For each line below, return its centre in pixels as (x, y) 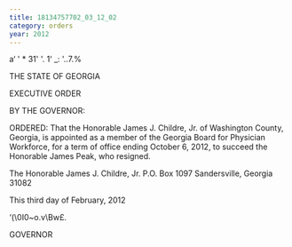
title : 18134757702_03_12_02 (63, 17)
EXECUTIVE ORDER (45, 93)
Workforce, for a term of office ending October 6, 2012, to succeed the (138, 147)
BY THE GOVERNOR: (47, 111)
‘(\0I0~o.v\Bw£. (38, 218)
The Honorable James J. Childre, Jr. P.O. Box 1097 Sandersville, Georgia (141, 173)
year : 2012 (29, 34)
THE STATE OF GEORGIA (55, 76)
